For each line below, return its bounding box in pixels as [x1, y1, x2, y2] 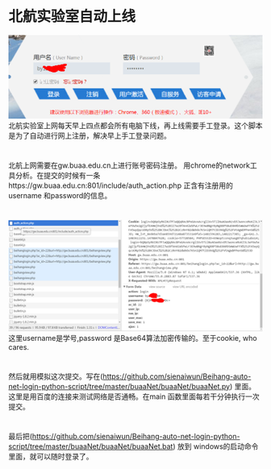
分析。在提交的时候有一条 [15, 170, 101, 180]
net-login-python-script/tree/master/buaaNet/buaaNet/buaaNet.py [8, 381, 231, 391]
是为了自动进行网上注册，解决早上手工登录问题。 [8, 131, 171, 140]
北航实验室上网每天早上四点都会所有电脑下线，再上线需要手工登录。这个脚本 [8, 120, 263, 130]
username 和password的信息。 [8, 190, 112, 200]
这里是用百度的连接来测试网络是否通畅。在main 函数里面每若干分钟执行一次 [8, 392, 260, 401]
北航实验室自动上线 [8, 7, 136, 26]
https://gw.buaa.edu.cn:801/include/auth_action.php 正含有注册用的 [8, 181, 234, 190]
